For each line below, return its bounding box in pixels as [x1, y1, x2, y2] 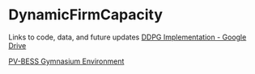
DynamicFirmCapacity [8, 6, 164, 24]
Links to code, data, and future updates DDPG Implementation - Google [8, 32, 247, 42]
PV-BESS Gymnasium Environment [8, 56, 125, 66]
